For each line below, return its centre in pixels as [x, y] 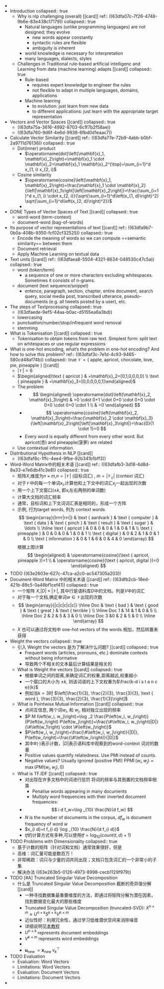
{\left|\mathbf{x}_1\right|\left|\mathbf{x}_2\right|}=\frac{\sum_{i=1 [92, 190]
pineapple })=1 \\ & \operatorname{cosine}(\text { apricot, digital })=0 [88, 560]
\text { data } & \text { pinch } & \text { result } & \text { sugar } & [88, 523]
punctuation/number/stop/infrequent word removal [69, 323]
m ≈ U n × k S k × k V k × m [47, 914]
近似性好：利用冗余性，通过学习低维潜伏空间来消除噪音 [81, 920]
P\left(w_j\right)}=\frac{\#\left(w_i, [95, 722]
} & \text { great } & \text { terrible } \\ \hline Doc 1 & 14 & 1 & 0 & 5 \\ [88, 611]
